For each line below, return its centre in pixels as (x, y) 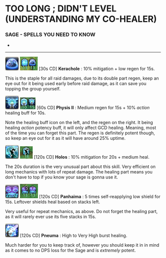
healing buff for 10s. (25, 113)
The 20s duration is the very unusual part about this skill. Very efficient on (80, 167)
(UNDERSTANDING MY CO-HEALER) (81, 19)
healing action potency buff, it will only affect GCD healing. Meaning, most (81, 128)
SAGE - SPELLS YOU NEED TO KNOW (50, 35)
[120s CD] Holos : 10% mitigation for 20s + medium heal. (92, 157)
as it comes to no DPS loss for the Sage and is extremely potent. (70, 251)
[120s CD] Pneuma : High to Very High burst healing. (73, 236)
